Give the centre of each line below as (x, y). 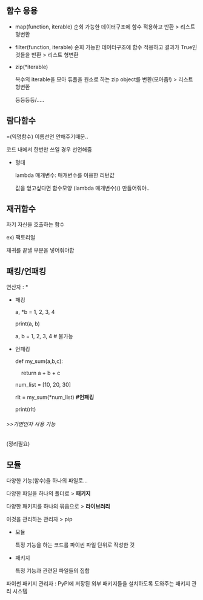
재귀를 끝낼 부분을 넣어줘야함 (40, 250)
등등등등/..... (29, 99)
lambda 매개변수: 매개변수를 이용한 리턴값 (65, 175)
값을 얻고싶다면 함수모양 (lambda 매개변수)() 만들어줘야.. (82, 188)
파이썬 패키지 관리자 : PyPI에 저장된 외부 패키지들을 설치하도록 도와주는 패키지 (98, 584)
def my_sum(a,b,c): (39, 361)
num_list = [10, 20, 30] (43, 385)
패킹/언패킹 (26, 271)
